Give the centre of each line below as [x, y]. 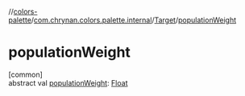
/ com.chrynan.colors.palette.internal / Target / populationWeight [134, 20]
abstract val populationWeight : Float [68, 82]
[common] [25, 74]
